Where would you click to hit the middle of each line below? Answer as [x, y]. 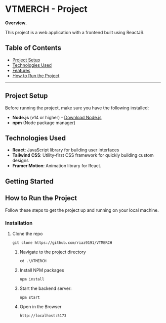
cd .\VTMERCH [33, 261]
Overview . [16, 23]
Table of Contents [33, 48]
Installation [19, 223]
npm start [30, 297]
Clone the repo [27, 233]
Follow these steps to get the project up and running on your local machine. [82, 210]
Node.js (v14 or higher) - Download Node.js [57, 117]
